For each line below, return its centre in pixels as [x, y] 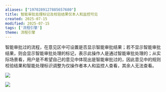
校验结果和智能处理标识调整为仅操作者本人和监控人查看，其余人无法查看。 [81, 65]
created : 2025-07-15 [26, 19]
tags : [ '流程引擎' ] [24, 28]
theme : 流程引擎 [20, 32]
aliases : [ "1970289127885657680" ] [41, 10]
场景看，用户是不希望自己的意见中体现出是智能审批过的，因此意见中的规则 [85, 59]
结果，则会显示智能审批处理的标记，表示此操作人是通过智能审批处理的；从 [81, 53]
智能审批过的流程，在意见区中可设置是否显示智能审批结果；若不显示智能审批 [83, 47]
